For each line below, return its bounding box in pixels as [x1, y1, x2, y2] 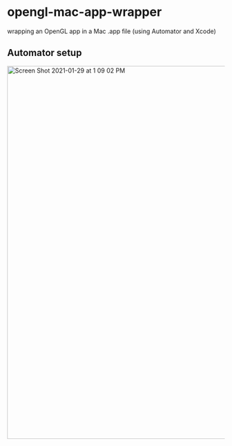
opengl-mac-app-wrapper [7, 4, 162, 20]
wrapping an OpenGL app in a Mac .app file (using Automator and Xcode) [7, 27, 216, 35]
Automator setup [7, 47, 82, 59]
